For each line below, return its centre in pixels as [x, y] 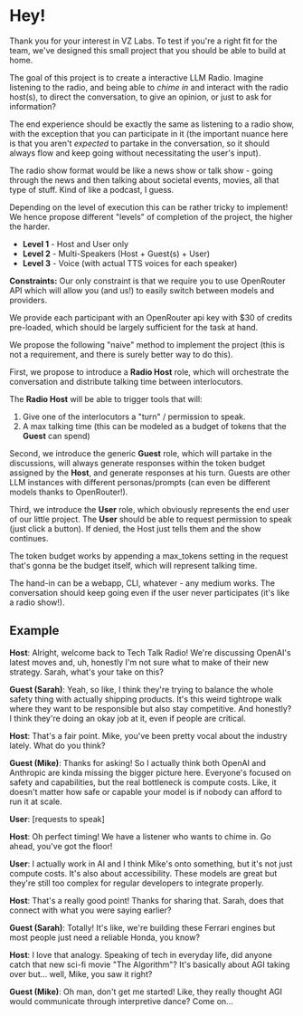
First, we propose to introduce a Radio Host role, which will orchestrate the [149, 371]
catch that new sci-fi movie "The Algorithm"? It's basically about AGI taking [150, 964]
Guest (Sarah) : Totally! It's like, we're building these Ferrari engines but [142, 927]
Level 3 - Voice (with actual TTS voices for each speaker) [130, 263]
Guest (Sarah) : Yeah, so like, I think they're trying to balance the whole [142, 689]
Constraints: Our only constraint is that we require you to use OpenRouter [147, 281]
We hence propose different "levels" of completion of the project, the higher [151, 216]
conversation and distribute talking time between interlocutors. [126, 381]
